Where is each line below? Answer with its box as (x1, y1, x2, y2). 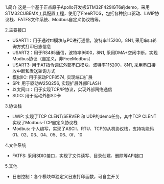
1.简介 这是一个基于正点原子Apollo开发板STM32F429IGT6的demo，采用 (5, 4, 150, 10)
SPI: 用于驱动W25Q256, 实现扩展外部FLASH (12, 80, 101, 86)
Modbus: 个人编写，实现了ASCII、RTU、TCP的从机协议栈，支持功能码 (12, 126, 154, 131)
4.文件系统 (5, 142, 26, 148)
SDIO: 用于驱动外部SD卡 (12, 93, 61, 98)
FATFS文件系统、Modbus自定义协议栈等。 (18, 17, 103, 22)
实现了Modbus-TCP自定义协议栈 (12, 120, 78, 125)
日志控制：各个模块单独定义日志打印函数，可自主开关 (12, 174, 120, 179)
